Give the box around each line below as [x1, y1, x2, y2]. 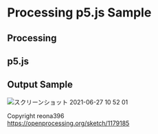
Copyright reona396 [7, 111, 65, 120]
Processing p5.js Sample [7, 5, 152, 21]
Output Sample [7, 79, 74, 91]
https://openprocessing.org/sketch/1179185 [7, 119, 130, 127]
